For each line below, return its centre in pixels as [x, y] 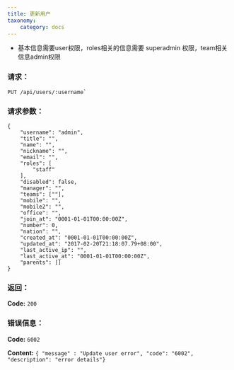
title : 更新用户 [29, 14]
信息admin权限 [39, 57]
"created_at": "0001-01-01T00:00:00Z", [79, 238]
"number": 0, [39, 225]
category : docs [42, 27]
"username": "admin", [52, 132]
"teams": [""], [42, 194]
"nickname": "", [44, 151]
